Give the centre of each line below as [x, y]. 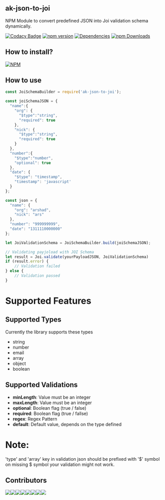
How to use [23, 80]
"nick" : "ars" [29, 215]
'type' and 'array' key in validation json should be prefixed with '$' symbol [82, 459]
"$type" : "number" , [34, 158]
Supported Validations [41, 385]
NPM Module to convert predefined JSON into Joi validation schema [77, 20]
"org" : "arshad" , [33, 210]
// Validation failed [37, 266]
